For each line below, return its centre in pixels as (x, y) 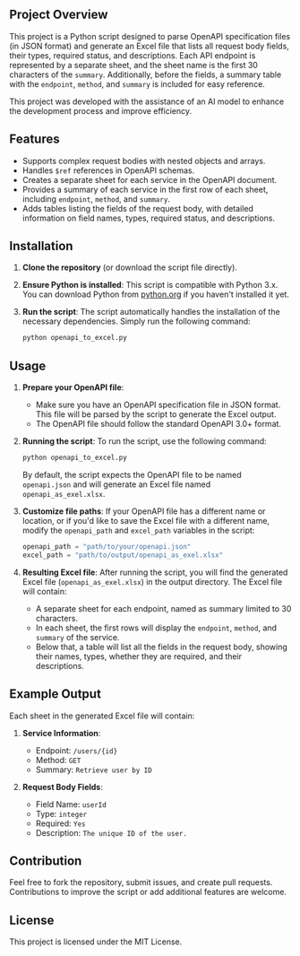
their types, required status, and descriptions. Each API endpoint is (133, 55)
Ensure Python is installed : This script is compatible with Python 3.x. (150, 285)
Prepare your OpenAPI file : (73, 387)
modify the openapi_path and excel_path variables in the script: (138, 530)
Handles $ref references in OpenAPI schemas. (108, 170)
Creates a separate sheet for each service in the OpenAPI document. (150, 179)
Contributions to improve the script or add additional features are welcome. (148, 892)
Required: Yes (61, 823)
